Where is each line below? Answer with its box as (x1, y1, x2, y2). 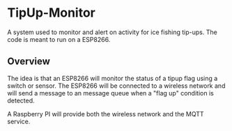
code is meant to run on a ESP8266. (7, 35, 111, 43)
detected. (7, 96, 35, 105)
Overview (7, 56, 51, 68)
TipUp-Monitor (7, 5, 96, 21)
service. (7, 117, 31, 125)
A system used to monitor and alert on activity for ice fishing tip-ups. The (7, 28, 217, 36)
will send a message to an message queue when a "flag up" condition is (7, 88, 214, 97)
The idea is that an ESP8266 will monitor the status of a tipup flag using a (7, 74, 218, 82)
